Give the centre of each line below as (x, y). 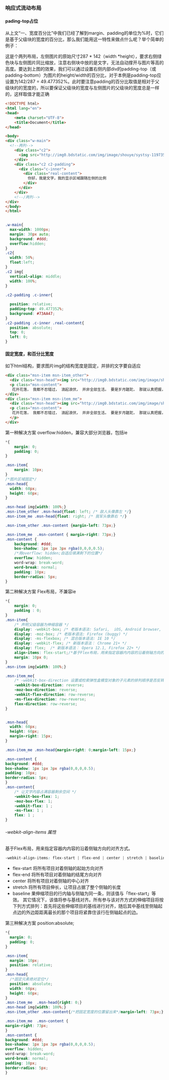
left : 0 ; (19, 337)
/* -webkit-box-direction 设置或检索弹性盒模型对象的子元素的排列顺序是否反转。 (91, 681)
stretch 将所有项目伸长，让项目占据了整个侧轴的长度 (67, 887)
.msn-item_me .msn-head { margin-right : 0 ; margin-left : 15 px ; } (71, 750)
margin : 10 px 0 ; (31, 657)
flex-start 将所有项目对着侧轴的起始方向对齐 (58, 868)
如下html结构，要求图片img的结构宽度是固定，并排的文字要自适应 (73, 366)
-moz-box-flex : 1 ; (33, 801)
